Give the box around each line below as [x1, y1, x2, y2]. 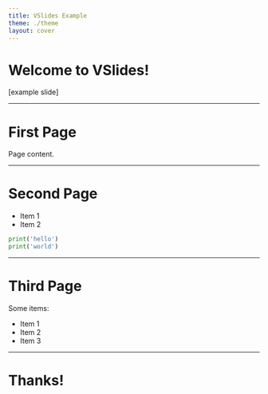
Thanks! [8, 372, 65, 390]
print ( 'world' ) [8, 243, 59, 251]
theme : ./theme [8, 19, 59, 27]
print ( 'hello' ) [8, 235, 59, 244]
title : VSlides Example [8, 11, 88, 20]
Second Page [8, 185, 98, 203]
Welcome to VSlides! [8, 61, 150, 79]
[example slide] [8, 87, 59, 97]
